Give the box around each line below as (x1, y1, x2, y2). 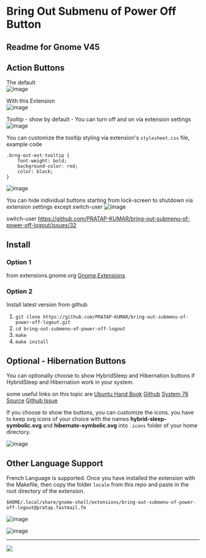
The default (6, 79, 36, 87)
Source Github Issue (6, 397, 58, 405)
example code (6, 141, 42, 148)
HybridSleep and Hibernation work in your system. (6, 379, 134, 386)
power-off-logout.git (15, 319, 71, 326)
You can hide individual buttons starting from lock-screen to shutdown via (6, 196, 193, 204)
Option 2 (6, 287, 32, 295)
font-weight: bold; (17, 158, 67, 164)
